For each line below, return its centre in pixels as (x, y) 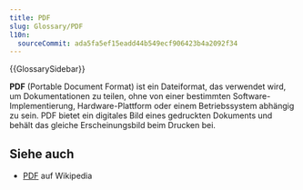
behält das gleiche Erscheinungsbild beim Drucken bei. (113, 125)
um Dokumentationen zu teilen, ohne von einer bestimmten (120, 96)
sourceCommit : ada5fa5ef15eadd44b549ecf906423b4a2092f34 (128, 43)
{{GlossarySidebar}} (48, 69)
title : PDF (30, 18)
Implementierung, (42, 106)
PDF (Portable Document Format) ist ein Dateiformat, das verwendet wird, (148, 86)
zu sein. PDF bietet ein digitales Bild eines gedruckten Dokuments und (141, 115)
